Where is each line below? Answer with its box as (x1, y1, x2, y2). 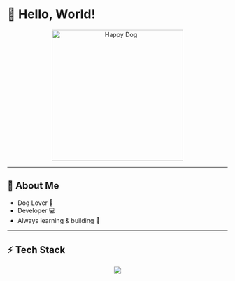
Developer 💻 (17, 206, 56, 215)
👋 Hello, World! (7, 6, 96, 22)
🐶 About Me (7, 180, 59, 192)
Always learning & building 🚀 (17, 216, 100, 224)
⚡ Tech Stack (7, 244, 66, 256)
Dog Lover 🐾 (17, 199, 54, 207)
